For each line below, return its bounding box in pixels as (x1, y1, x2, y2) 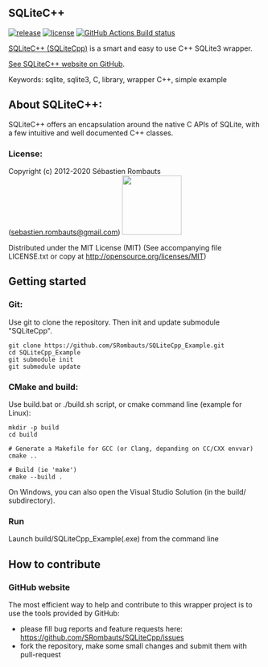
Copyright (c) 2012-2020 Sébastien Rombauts (8, 166, 161, 176)
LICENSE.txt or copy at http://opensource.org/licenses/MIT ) (8, 251, 207, 261)
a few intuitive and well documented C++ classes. (8, 128, 174, 138)
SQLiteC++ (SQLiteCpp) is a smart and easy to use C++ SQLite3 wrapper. (8, 43, 254, 53)
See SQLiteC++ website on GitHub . (8, 59, 126, 68)
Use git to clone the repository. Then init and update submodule (8, 317, 220, 327)
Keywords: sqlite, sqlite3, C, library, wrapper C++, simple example (8, 74, 228, 84)
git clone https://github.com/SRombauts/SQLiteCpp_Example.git (8, 342, 225, 350)
